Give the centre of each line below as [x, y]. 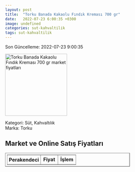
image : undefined [23, 24]
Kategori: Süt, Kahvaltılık [30, 123]
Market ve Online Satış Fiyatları [54, 143]
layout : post [19, 10]
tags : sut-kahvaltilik [28, 33]
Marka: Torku [19, 128]
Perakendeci [24, 160]
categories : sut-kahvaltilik [35, 28]
